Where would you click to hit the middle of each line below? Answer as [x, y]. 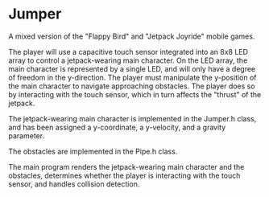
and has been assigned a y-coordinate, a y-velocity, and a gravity [117, 127]
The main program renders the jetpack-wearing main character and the [126, 166]
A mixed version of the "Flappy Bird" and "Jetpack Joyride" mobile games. [132, 36]
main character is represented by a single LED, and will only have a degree [132, 68]
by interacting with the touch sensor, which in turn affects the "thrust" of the [135, 94]
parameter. [27, 135]
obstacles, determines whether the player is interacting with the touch [124, 175]
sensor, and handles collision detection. [74, 184]
